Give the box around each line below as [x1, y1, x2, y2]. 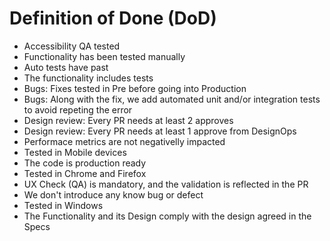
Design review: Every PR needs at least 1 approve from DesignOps [23, 125, 297, 137]
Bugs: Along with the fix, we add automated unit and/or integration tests [23, 93, 321, 105]
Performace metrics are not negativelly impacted [23, 135, 226, 147]
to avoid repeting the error [23, 103, 133, 116]
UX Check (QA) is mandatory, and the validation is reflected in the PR [23, 178, 309, 190]
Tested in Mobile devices [23, 146, 127, 158]
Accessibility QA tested [23, 40, 121, 52]
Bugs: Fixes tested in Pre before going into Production [23, 82, 247, 94]
